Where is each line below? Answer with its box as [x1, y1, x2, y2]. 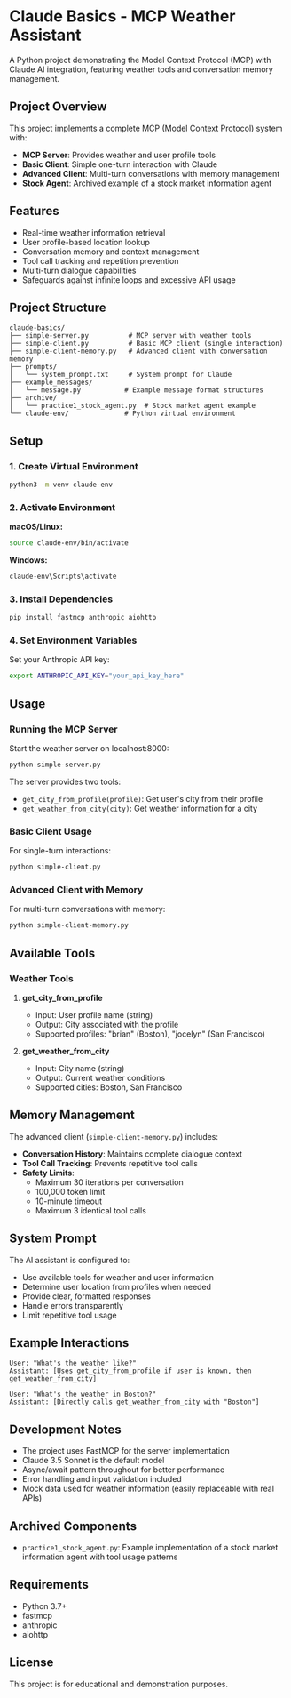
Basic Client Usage [9, 825, 92, 837]
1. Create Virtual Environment [9, 460, 139, 472]
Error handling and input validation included [21, 1474, 182, 1485]
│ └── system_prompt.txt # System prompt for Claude [9, 371, 232, 380]
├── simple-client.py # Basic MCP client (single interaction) [9, 340, 284, 348]
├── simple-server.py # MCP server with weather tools [9, 332, 252, 340]
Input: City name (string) [35, 1062, 125, 1073]
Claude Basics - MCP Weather [9, 6, 236, 27]
